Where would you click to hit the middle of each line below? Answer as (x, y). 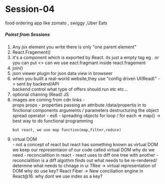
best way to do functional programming (53, 121)
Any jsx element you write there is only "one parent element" (74, 47)
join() (18, 68)
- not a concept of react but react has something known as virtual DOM (85, 144)
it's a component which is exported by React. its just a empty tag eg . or (86, 57)
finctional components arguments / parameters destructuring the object (85, 110)
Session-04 (30, 9)
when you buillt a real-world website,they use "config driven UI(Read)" (84, 79)
